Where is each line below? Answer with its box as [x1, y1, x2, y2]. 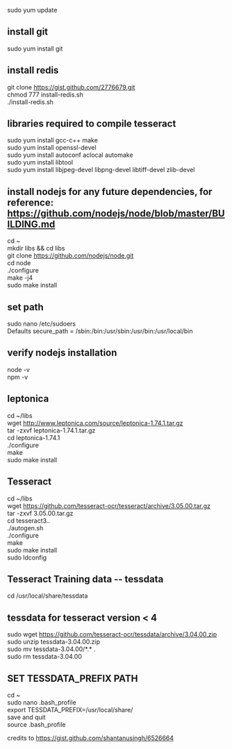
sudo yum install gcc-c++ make [7, 136, 99, 144]
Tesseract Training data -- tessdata [7, 573, 164, 585]
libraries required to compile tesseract [7, 118, 176, 130]
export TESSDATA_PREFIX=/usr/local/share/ [7, 705, 133, 714]
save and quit [7, 713, 47, 721]
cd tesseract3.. [7, 516, 51, 525]
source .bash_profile [7, 720, 66, 728]
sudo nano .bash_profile [7, 698, 76, 707]
